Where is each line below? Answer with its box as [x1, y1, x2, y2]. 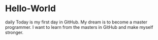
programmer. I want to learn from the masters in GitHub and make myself [5, 24, 154, 30]
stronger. [5, 29, 24, 35]
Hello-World [5, 3, 56, 14]
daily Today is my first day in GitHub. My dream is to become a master [5, 19, 148, 25]
